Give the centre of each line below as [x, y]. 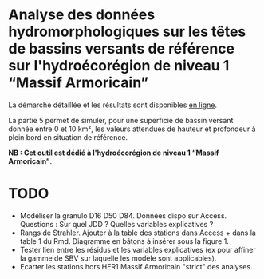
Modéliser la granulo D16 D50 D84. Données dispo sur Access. [123, 215]
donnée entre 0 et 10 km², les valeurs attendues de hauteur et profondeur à [132, 129]
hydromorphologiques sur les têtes [127, 32]
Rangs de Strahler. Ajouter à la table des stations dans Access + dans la [138, 233]
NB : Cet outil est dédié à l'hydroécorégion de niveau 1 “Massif [114, 153]
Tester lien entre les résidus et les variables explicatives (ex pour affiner [138, 249]
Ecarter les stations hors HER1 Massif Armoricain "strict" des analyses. [136, 266]
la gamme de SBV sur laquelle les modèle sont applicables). [118, 258]
